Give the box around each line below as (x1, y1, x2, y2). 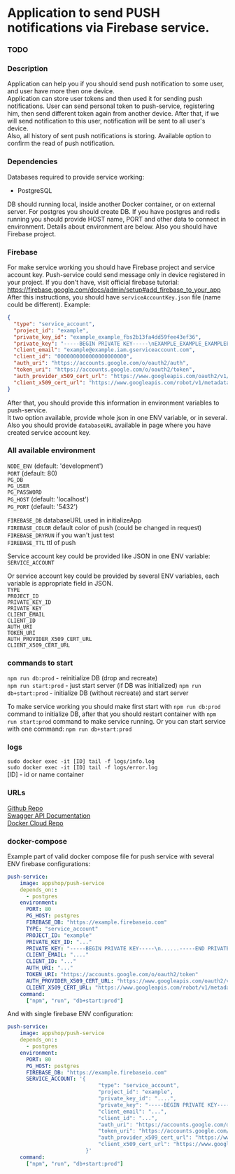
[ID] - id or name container (7, 770, 84, 779)
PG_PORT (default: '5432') (7, 502, 78, 511)
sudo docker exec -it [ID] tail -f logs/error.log (7, 764, 158, 771)
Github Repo (7, 804, 43, 812)
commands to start (7, 658, 73, 668)
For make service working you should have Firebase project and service (7, 263, 215, 271)
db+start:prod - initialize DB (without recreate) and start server (7, 689, 189, 697)
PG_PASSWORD (7, 489, 42, 496)
